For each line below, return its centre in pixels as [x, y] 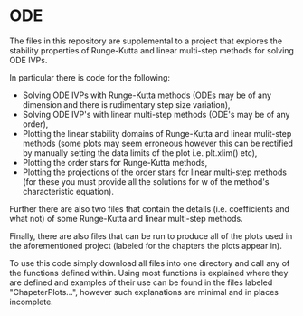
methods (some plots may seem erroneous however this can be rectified [158, 143]
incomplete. [32, 302]
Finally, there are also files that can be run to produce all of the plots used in [151, 235]
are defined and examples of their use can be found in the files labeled [141, 282]
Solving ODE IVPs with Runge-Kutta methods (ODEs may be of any [147, 95]
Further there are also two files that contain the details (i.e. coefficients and [149, 208]
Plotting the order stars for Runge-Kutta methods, [115, 162]
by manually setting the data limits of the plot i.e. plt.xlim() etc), [140, 153]
